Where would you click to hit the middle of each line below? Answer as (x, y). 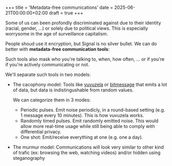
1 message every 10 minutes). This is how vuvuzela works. (82, 115)
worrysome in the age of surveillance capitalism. (57, 34)
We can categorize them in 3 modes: (52, 100)
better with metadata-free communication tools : (58, 49)
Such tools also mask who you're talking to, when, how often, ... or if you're (85, 59)
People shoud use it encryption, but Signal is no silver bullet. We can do (81, 44)
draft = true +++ (66, 13)
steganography (29, 158)
